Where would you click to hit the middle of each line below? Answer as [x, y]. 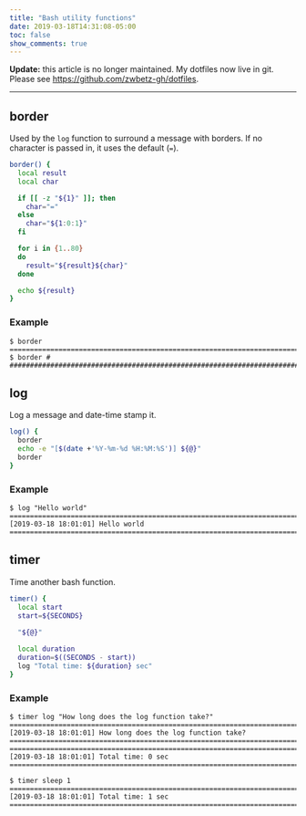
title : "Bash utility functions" [73, 18]
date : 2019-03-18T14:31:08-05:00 [73, 26]
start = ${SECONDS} [51, 616]
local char [38, 182]
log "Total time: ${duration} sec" [85, 666]
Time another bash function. [63, 581]
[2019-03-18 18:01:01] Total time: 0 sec [89, 757]
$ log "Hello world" [49, 508]
